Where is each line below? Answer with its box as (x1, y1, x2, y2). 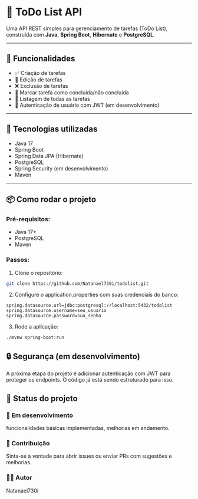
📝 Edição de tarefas (14, 76, 63, 83)
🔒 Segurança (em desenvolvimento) (6, 351, 140, 362)
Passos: (6, 256, 29, 264)
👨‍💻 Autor (6, 474, 32, 482)
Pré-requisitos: (6, 215, 51, 223)
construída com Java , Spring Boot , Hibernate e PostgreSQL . (6, 31, 155, 38)
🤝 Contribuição (6, 439, 50, 447)
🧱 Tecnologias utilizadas (6, 124, 98, 134)
